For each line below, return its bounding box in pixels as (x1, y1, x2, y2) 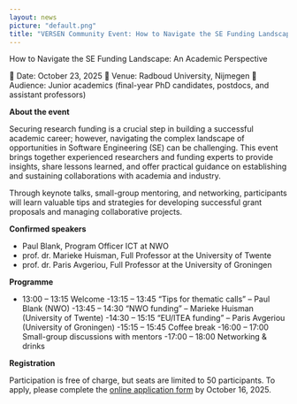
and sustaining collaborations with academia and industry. (9, 171, 221, 181)
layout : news (9, 12, 57, 22)
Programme (9, 277, 54, 287)
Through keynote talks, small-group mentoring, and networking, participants (9, 187, 287, 199)
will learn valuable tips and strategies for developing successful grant (9, 197, 263, 208)
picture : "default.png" (9, 21, 97, 30)
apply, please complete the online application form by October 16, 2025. (9, 385, 271, 395)
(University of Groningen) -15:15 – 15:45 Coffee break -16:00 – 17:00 (21, 322, 270, 332)
